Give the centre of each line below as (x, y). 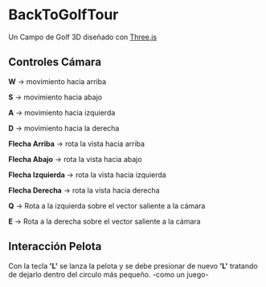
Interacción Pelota (55, 247)
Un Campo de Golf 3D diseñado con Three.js (83, 37)
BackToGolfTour (63, 15)
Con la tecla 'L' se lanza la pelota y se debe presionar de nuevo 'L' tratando (133, 265)
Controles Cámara (55, 62)
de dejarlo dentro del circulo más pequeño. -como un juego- (108, 274)
